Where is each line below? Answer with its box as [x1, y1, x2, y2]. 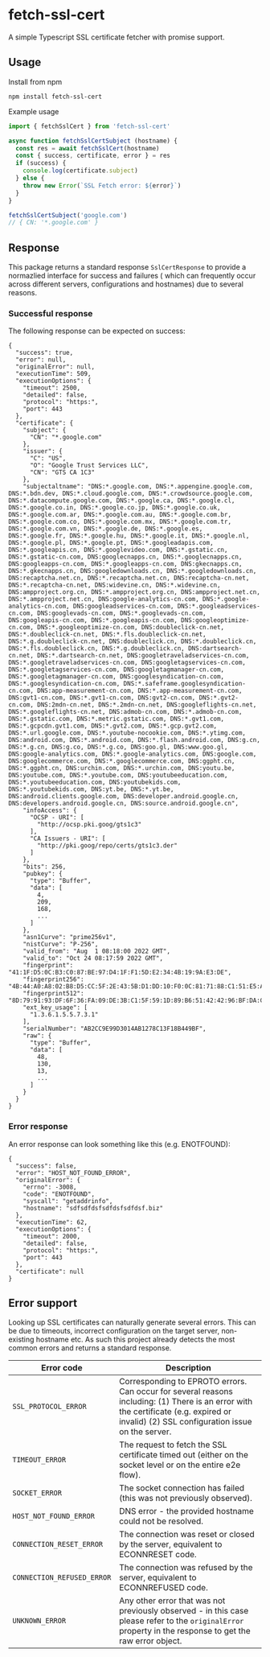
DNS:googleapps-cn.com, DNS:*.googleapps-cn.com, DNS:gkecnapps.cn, [8, 560, 243, 568]
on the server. [119, 1426, 172, 1437]
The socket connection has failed [119, 1482, 245, 1494]
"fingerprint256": [22, 975, 84, 983]
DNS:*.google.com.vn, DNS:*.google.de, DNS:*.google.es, [8, 525, 203, 533]
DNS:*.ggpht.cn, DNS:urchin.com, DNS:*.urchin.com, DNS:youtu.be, [8, 765, 235, 773]
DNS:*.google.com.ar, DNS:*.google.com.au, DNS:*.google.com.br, [8, 511, 231, 519]
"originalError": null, [15, 363, 95, 371]
